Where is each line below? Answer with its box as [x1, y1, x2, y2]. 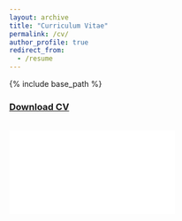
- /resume [17, 54, 53, 63]
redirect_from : [9, 46, 65, 55]
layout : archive [9, 12, 69, 22]
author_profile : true [9, 37, 89, 47]
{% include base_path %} [9, 79, 102, 89]
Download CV [9, 100, 70, 113]
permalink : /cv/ [9, 29, 69, 38]
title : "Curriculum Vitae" [9, 21, 109, 30]
